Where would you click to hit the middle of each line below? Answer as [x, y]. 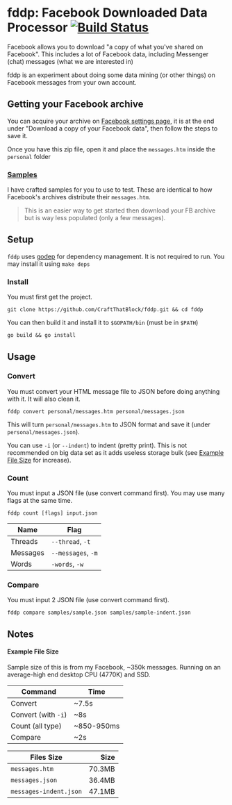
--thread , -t [71, 542]
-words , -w [67, 564]
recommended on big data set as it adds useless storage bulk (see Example [116, 452]
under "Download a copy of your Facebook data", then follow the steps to [113, 128]
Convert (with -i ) [39, 715]
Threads [24, 542]
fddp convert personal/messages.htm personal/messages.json [96, 411]
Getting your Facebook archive [75, 105]
